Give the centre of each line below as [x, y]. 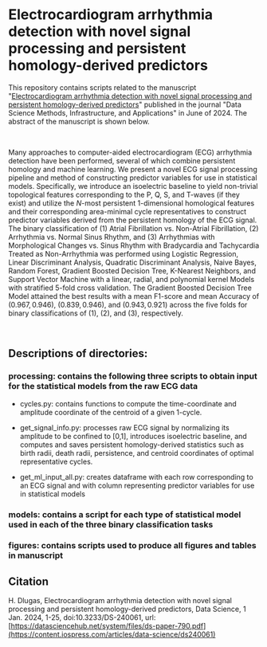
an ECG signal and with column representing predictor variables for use [137, 485]
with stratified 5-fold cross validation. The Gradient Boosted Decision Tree [130, 288]
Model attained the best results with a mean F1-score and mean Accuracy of [134, 296]
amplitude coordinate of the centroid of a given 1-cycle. [111, 412]
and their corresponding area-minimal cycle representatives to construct [128, 211]
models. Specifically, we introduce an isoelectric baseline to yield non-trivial [133, 186]
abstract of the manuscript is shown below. [79, 121]
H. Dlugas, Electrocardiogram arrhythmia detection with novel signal [120, 601]
